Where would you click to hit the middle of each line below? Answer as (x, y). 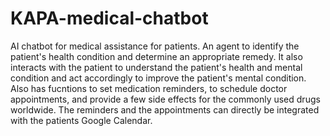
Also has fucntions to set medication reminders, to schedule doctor (149, 88)
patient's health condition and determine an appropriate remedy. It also (156, 56)
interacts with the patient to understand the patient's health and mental (156, 67)
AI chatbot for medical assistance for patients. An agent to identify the (155, 46)
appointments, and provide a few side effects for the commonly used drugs (165, 99)
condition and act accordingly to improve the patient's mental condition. (158, 78)
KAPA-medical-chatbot (109, 18)
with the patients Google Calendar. (81, 120)
